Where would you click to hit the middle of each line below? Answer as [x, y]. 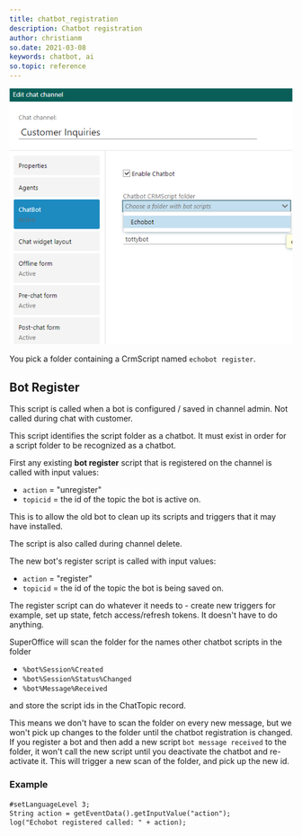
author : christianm [46, 38]
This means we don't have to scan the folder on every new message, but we [151, 723]
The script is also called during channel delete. [96, 544]
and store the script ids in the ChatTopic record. [98, 706]
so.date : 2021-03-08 [48, 48]
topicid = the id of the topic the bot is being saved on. [123, 588]
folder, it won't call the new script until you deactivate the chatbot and [138, 752]
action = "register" [57, 579]
